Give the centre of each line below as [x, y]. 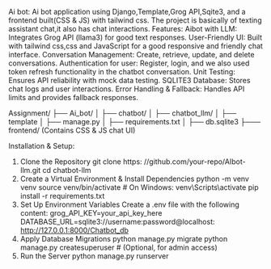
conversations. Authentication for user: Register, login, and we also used [129, 63]
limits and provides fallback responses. [74, 97]
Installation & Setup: [42, 146]
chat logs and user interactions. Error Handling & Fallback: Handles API [127, 89]
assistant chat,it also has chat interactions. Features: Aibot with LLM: [123, 29]
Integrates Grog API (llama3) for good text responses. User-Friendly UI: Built [135, 37]
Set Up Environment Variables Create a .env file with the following [130, 204]
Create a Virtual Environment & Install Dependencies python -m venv [134, 179]
